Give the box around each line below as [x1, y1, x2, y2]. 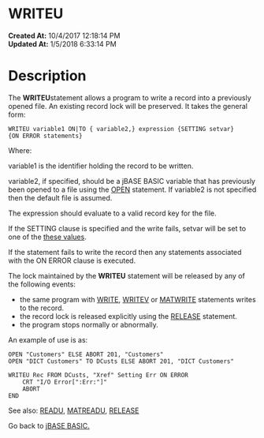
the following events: [8, 279, 76, 289]
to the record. [19, 303, 65, 313]
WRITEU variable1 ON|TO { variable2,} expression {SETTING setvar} [8, 125, 235, 133]
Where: [8, 145, 32, 155]
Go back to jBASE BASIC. [8, 421, 91, 430]
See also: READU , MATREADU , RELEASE [8, 406, 139, 415]
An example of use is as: [8, 335, 88, 344]
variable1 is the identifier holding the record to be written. [8, 161, 194, 170]
